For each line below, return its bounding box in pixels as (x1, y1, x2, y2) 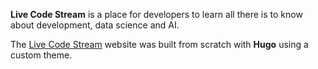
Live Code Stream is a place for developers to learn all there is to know (10, 9, 303, 20)
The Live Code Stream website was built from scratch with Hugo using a (10, 39, 309, 50)
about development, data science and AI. (10, 19, 180, 31)
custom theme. (10, 49, 73, 61)
